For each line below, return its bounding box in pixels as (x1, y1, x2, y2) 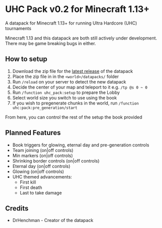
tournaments (5, 25, 31, 31)
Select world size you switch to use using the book (12, 94, 117, 100)
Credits (5, 204, 29, 212)
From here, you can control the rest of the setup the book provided (5, 114, 143, 120)
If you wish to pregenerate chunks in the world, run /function (12, 100, 139, 106)
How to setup (5, 55, 47, 63)
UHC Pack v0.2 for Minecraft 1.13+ (5, 3, 150, 15)
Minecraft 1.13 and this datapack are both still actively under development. (5, 35, 158, 41)
